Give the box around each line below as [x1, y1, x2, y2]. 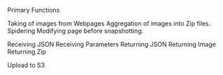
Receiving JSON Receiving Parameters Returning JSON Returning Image [7, 40, 217, 48]
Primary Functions [7, 6, 60, 14]
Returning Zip [7, 48, 47, 56]
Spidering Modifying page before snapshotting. [7, 27, 144, 35]
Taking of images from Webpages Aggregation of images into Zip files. [7, 19, 211, 27]
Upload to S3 [7, 61, 45, 69]
